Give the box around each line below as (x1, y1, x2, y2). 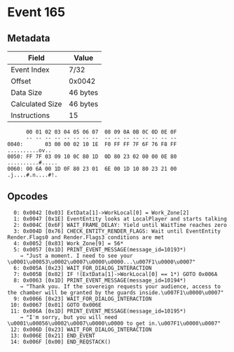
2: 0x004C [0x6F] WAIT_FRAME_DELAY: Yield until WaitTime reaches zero (13, 221, 228, 228)
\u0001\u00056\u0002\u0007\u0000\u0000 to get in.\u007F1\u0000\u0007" (7, 320, 221, 327)
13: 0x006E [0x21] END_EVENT (10, 332, 96, 339)
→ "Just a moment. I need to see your (20, 252, 133, 259)
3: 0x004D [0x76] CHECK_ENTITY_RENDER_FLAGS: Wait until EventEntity (13, 228, 221, 235)
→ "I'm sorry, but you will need (20, 313, 118, 320)
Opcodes (7, 190, 48, 202)
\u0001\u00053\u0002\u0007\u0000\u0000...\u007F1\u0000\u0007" (7, 258, 196, 266)
